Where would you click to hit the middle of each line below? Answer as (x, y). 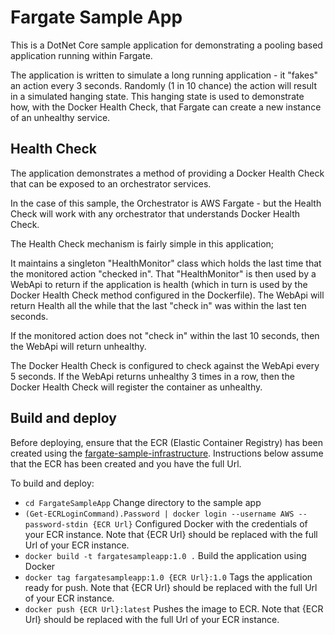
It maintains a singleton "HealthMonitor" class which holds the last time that (166, 263)
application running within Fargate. (81, 55)
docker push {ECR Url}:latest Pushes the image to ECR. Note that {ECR (174, 608)
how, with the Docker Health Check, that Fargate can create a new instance (166, 107)
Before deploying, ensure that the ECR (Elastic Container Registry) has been (167, 442)
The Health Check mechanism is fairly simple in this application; (142, 243)
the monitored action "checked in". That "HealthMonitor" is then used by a (163, 273)
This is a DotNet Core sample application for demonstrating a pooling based (166, 45)
